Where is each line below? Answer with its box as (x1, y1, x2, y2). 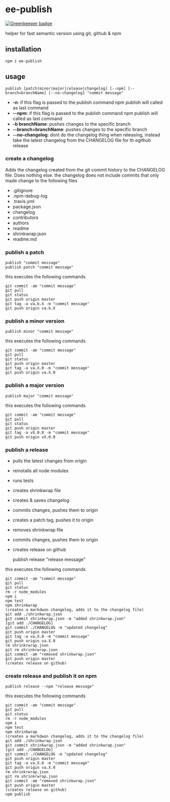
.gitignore (12, 187, 33, 193)
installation (5, 45, 42, 54)
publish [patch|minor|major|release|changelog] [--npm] (5, 85, 126, 91)
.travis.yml (12, 198, 35, 204)
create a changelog (5, 155, 54, 162)
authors (12, 220, 29, 226)
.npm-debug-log (12, 192, 48, 199)
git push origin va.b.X (5, 306, 56, 311)
